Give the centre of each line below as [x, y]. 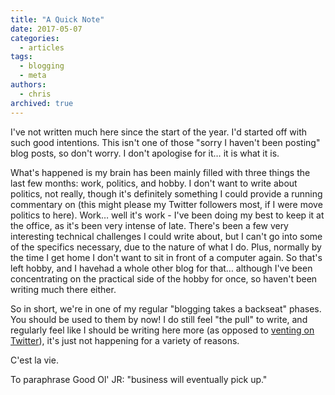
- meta [33, 76]
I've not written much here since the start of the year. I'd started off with [159, 132]
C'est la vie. [34, 360]
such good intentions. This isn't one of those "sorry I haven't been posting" [165, 142]
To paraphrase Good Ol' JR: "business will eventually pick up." [139, 379]
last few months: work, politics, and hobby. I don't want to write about [154, 183]
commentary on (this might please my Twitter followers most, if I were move [166, 204]
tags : [21, 57]
